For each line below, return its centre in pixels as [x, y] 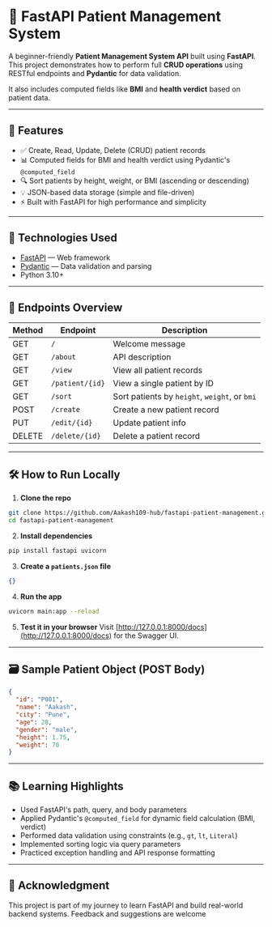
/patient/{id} [78, 383]
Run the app [41, 596]
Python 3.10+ [42, 274]
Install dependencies [56, 536]
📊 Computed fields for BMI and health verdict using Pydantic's [125, 159]
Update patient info [149, 423]
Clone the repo [45, 498]
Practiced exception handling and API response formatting [117, 853]
